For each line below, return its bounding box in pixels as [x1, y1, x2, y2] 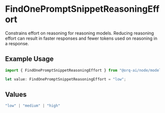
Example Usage [5, 55, 54, 63]
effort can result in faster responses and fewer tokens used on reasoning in [5, 35, 158, 41]
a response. [5, 40, 29, 46]
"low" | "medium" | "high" [5, 103, 60, 109]
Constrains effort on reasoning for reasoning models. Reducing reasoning [5, 30, 154, 36]
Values [5, 90, 27, 99]
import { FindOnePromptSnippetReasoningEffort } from [5, 68, 118, 73]
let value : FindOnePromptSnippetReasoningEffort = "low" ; [5, 77, 126, 82]
